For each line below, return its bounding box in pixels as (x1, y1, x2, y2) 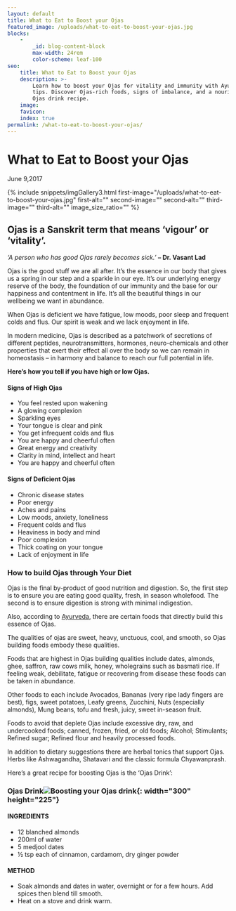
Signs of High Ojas (7, 384, 63, 392)
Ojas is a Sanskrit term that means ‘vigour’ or (7, 223, 209, 235)
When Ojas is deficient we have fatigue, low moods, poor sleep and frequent (7, 310, 229, 319)
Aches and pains (17, 505, 67, 513)
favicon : (20, 108, 46, 115)
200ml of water (17, 835, 63, 844)
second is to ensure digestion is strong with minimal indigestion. (7, 598, 193, 607)
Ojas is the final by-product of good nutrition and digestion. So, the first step (7, 584, 228, 592)
